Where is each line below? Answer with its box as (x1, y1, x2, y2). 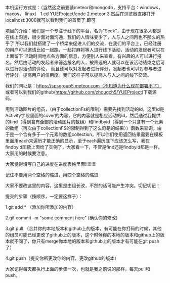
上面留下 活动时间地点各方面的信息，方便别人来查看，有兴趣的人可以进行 (5, 53, 157, 59)
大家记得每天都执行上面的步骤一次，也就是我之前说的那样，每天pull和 (5, 266, 150, 272)
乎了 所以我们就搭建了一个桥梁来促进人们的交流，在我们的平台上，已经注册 (5, 40, 162, 46)
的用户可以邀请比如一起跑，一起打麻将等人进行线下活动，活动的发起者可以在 (5, 47, 165, 53)
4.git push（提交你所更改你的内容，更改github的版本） (5, 255, 119, 261)
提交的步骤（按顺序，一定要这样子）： (5, 194, 83, 199)
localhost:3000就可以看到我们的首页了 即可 (5, 17, 96, 23)
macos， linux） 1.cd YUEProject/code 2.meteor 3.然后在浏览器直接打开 (5, 11, 155, 17)
